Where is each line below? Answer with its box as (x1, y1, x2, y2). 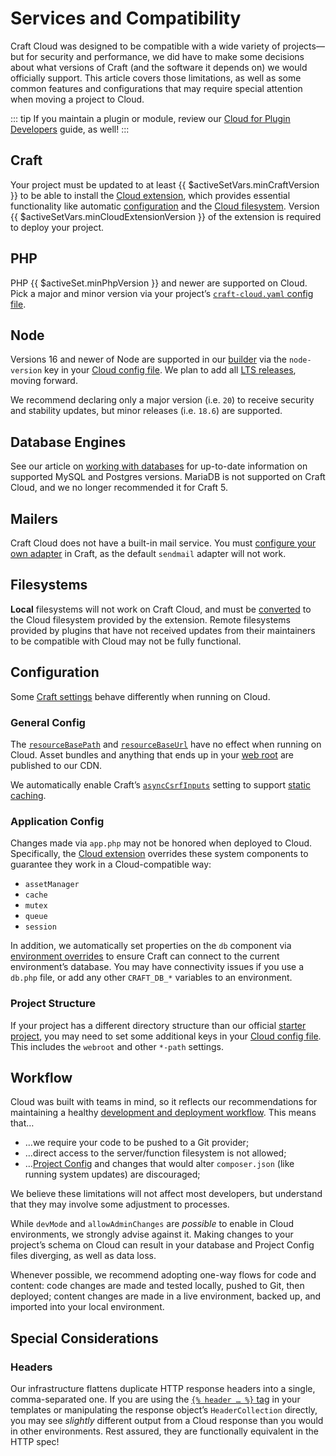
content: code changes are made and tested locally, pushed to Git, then (10, 1280, 305, 1292)
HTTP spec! (10, 1436, 60, 1448)
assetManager (24, 880, 80, 890)
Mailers (10, 510, 58, 527)
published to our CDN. (10, 759, 103, 771)
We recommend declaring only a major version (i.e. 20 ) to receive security (10, 394, 315, 406)
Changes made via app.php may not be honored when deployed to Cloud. (10, 837, 313, 849)
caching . (10, 789, 47, 801)
